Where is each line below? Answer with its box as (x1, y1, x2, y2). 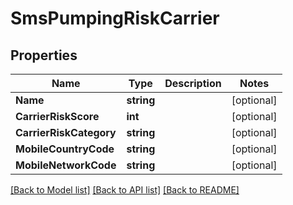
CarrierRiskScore (15, 110, 100, 123)
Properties (10, 47, 78, 64)
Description (164, 77, 222, 90)
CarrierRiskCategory (15, 126, 117, 139)
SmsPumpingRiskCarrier (10, 7, 220, 30)
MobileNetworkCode (15, 158, 117, 172)
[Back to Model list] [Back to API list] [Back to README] (10, 184, 240, 196)
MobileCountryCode (15, 142, 115, 156)
